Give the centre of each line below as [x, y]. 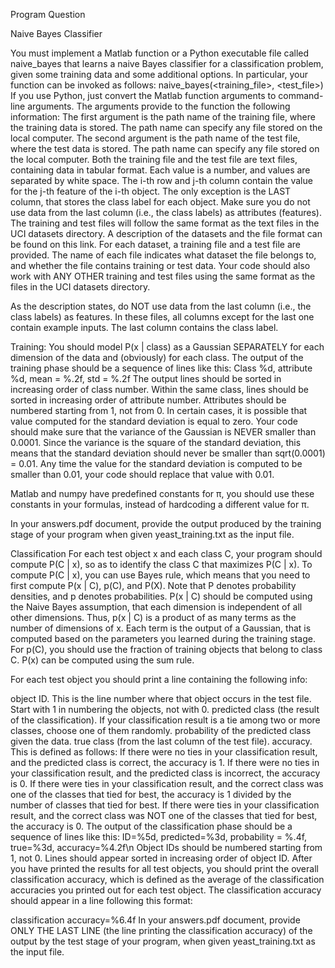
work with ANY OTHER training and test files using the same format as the [163, 276]
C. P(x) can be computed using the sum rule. [102, 660]
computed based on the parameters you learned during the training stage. [163, 638]
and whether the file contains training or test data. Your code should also [160, 265]
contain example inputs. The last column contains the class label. [144, 327]
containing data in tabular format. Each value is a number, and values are [160, 170]
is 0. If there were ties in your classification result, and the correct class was [167, 783]
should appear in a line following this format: [101, 900]
